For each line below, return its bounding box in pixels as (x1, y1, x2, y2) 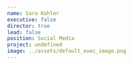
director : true (7, 22, 50, 29)
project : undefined (7, 41, 63, 48)
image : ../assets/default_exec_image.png (7, 48, 127, 55)
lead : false (7, 28, 41, 36)
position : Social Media (7, 35, 75, 42)
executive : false (7, 16, 57, 23)
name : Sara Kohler (7, 9, 59, 17)
